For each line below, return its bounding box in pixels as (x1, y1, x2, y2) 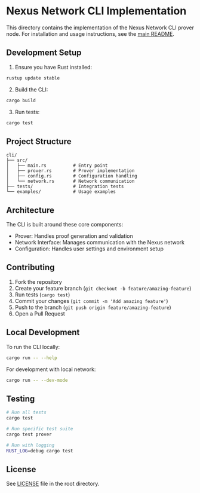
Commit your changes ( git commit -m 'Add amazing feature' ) (14, 297, 168, 304)
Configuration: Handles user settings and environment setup (14, 245, 164, 252)
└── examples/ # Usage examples (6, 189, 116, 195)
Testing (6, 393, 35, 404)
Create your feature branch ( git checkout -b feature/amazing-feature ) (14, 284, 192, 292)
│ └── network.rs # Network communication (6, 178, 135, 185)
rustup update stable (6, 75, 60, 81)
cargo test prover (6, 431, 52, 437)
